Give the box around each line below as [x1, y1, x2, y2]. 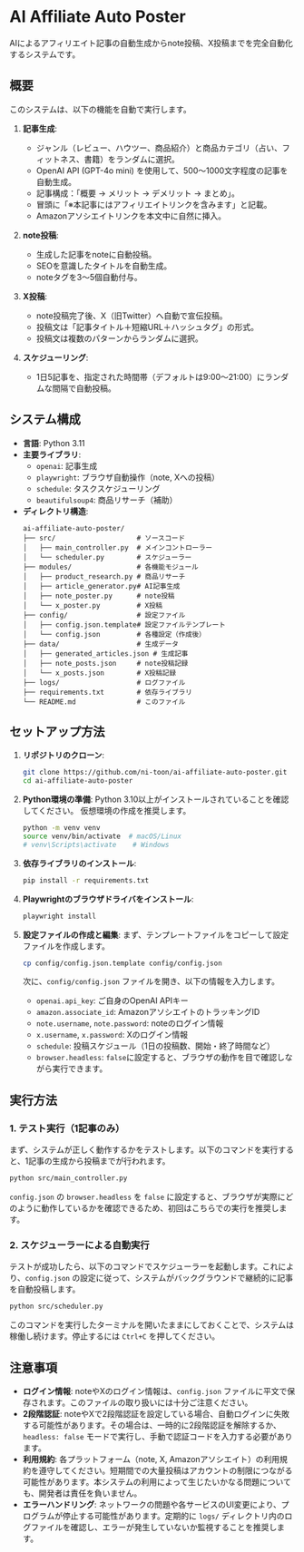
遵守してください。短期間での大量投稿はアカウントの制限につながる [38, 1465, 293, 1476]
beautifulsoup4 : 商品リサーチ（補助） [35, 494, 178, 505]
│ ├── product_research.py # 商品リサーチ [22, 571, 186, 581]
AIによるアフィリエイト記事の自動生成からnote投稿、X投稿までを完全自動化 [9, 37, 293, 48]
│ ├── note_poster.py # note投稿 [22, 591, 175, 600]
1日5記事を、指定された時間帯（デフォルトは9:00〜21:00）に [35, 371, 265, 382]
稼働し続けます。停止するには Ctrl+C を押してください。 [9, 1331, 221, 1342]
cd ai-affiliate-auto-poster [22, 776, 133, 786]
